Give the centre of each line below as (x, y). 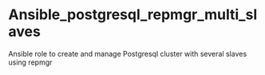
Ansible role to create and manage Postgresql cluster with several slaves (128, 53)
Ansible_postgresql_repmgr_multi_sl (133, 15)
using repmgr (30, 62)
